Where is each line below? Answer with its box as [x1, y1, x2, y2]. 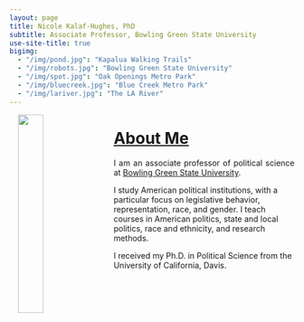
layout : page [9, 13, 59, 23]
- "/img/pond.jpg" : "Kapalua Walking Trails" [17, 55, 193, 64]
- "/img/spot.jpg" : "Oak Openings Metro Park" [17, 72, 196, 81]
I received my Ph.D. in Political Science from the [113, 251, 292, 261]
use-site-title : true [9, 38, 91, 48]
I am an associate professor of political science [113, 157, 295, 168]
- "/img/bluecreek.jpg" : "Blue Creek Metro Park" [17, 80, 208, 90]
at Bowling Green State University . [113, 167, 242, 178]
